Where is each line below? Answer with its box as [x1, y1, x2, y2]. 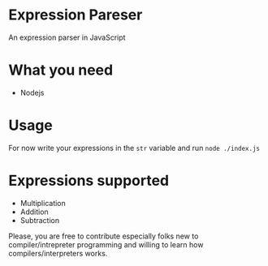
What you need [8, 61, 114, 79]
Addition [19, 207, 49, 217]
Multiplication [19, 198, 67, 208]
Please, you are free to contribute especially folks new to [8, 231, 199, 241]
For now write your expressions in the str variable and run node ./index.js [8, 143, 260, 152]
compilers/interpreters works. [8, 248, 108, 258]
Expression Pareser [8, 6, 143, 24]
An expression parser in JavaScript [8, 32, 126, 42]
